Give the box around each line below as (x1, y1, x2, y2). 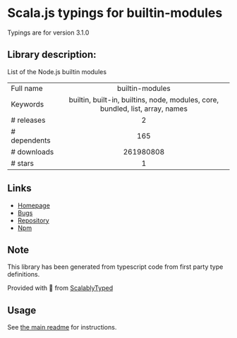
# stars (11, 158, 34, 168)
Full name (11, 83, 44, 93)
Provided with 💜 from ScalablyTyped (7, 284, 114, 292)
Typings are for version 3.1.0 (7, 28, 90, 37)
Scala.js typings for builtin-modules (7, 5, 223, 21)
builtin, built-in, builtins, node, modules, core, (68, 95, 219, 104)
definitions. (7, 270, 40, 279)
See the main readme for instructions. (7, 323, 117, 332)
